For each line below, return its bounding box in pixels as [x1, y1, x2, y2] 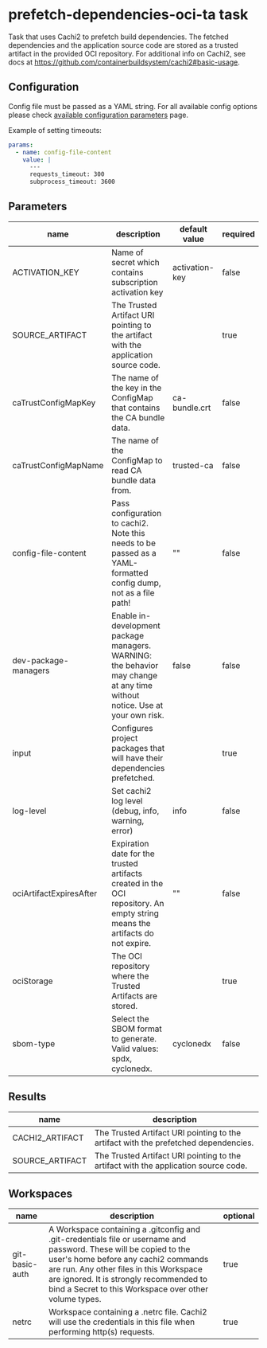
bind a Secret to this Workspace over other [48, 1284, 209, 1295]
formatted [110, 567, 149, 578]
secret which [110, 256, 161, 268]
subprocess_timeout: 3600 [29, 178, 115, 186]
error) [110, 825, 133, 836]
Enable [110, 610, 137, 621]
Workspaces [8, 1187, 73, 1201]
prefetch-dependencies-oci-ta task [8, 6, 249, 24]
